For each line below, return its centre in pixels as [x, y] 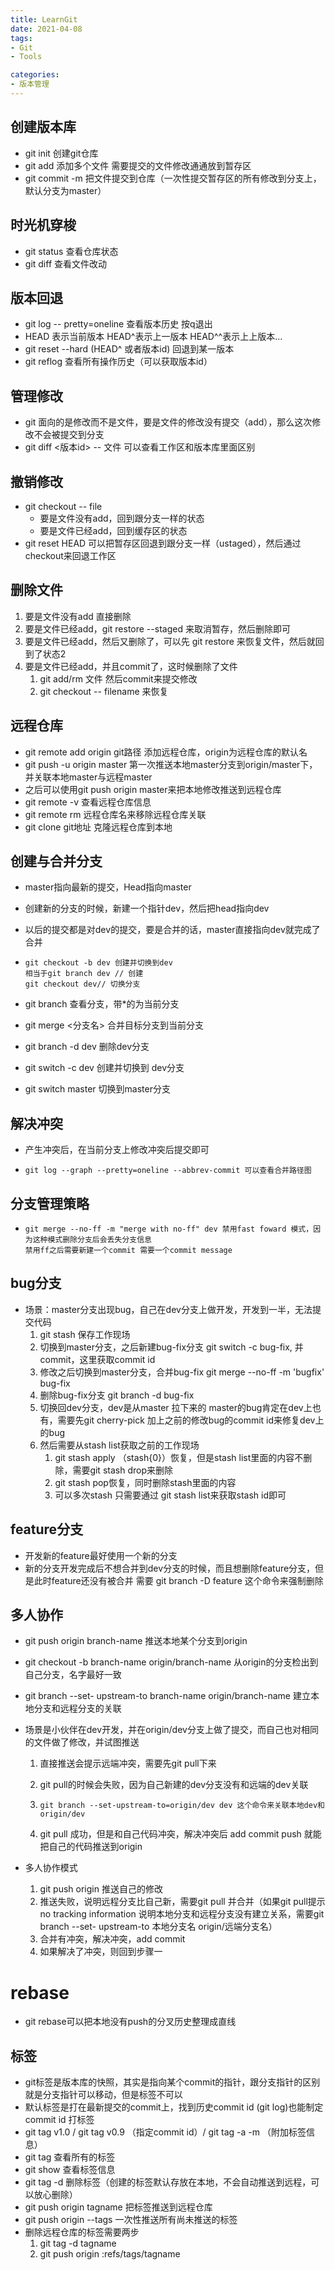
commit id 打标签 [59, 2120]
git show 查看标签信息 [70, 2170]
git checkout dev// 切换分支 [82, 984]
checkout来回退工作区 [70, 555]
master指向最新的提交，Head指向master [108, 887]
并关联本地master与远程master [88, 777]
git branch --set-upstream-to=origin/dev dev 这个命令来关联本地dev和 [182, 1806]
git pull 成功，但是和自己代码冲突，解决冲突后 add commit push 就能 [180, 1834]
